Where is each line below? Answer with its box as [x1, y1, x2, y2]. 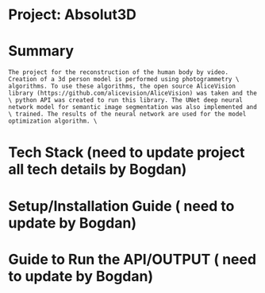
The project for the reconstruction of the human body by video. [8, 68, 229, 76]
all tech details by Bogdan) [8, 161, 187, 178]
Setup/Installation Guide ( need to [8, 197, 235, 215]
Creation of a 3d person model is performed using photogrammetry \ [8, 76, 240, 84]
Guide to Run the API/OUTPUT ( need [8, 250, 256, 268]
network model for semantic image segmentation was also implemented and [8, 104, 258, 111]
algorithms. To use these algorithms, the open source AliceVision [8, 82, 236, 91]
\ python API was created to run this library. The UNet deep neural [8, 96, 244, 104]
